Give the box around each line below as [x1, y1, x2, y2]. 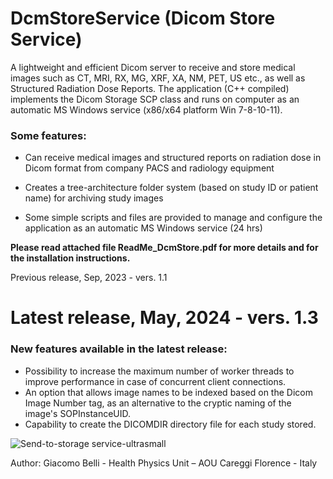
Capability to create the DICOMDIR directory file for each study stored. [24, 418, 317, 430]
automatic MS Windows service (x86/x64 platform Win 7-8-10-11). [10, 103, 283, 116]
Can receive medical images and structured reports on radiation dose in [24, 152, 322, 164]
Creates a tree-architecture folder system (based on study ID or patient [24, 182, 319, 194]
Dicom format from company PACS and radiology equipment [24, 162, 275, 174]
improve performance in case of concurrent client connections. [24, 375, 287, 387]
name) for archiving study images [24, 192, 164, 204]
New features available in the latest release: [10, 342, 228, 356]
